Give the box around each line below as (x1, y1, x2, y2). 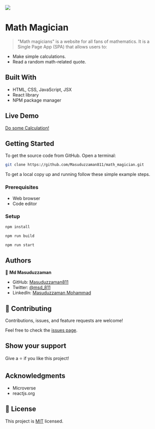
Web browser (12, 195, 40, 201)
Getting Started (5, 139, 54, 147)
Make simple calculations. (12, 53, 66, 59)
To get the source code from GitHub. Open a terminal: (5, 152, 116, 158)
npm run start (5, 242, 35, 247)
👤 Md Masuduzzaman (5, 269, 51, 275)
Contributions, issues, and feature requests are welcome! (5, 317, 123, 323)
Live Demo (5, 111, 39, 120)
